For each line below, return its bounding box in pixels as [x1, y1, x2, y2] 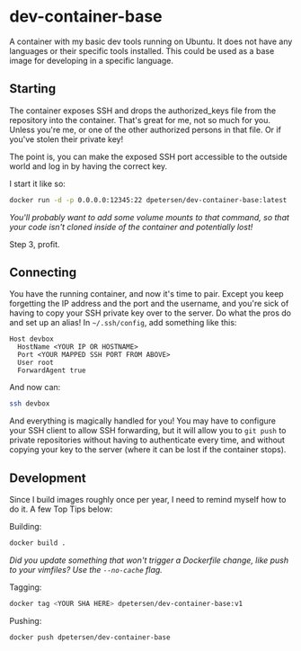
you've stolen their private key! [9, 133, 124, 145]
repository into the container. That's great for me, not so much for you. [9, 114, 271, 125]
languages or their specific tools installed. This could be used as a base [9, 45, 275, 56]
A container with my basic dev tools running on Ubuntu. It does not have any [9, 36, 293, 47]
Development [9, 470, 87, 486]
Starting [9, 81, 57, 96]
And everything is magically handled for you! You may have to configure [9, 415, 277, 426]
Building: [9, 522, 42, 532]
